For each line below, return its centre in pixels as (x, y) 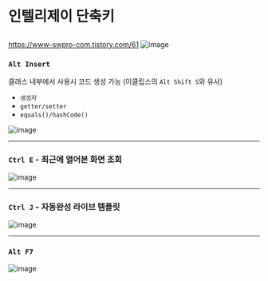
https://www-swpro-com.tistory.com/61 (74, 44)
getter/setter (43, 106)
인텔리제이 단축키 (61, 16)
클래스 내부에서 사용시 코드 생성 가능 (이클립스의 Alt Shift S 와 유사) (116, 81)
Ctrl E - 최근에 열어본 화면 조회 (65, 159)
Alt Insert (29, 64)
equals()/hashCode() (54, 115)
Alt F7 (21, 252)
